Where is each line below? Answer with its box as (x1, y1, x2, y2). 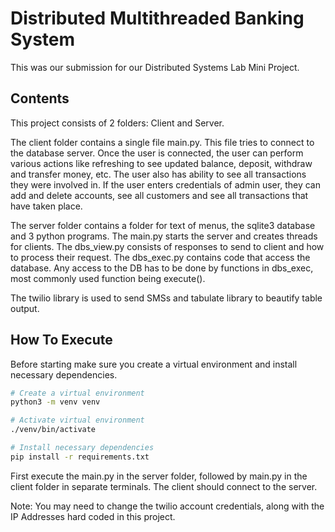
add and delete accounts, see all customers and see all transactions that (10, 189, 309, 201)
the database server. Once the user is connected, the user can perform (10, 147, 304, 159)
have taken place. (10, 200, 83, 212)
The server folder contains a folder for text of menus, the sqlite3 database (10, 219, 316, 231)
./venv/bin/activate (10, 425, 97, 435)
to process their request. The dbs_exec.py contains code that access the (10, 251, 311, 263)
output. (10, 302, 40, 314)
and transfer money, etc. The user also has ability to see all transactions (10, 168, 307, 180)
